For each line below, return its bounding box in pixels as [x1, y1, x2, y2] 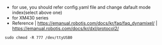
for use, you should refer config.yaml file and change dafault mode [12, 4, 151, 10]
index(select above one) [12, 9, 62, 15]
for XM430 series [12, 15, 49, 20]
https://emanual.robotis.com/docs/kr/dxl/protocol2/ [12, 25, 119, 31]
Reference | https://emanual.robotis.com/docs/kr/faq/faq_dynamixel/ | [12, 20, 157, 26]
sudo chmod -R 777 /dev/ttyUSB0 [5, 35, 72, 40]
